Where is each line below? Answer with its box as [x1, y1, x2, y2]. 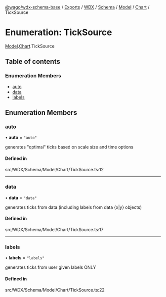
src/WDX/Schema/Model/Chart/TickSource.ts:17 [5, 227, 104, 233]
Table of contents [5, 57, 60, 66]
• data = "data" [5, 195, 37, 200]
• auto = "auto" [5, 135, 37, 141]
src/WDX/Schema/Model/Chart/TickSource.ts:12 [5, 166, 104, 172]
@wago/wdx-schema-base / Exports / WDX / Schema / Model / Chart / [5, 4, 150, 10]
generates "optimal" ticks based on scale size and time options [5, 144, 133, 150]
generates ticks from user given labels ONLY [5, 264, 96, 270]
